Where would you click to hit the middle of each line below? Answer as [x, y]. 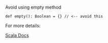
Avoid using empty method [33, 7]
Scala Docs [17, 35]
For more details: [23, 25]
